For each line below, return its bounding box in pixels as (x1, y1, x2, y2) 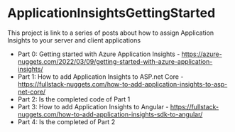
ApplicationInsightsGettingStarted (7, 5, 216, 21)
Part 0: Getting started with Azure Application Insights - (17, 50, 180, 58)
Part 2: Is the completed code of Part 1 (17, 94, 131, 104)
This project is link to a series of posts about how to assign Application (7, 28, 214, 37)
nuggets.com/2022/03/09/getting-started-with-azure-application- (17, 57, 213, 65)
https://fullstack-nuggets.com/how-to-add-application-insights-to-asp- (17, 79, 228, 88)
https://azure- (181, 50, 222, 58)
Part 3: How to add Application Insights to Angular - (17, 102, 169, 111)
